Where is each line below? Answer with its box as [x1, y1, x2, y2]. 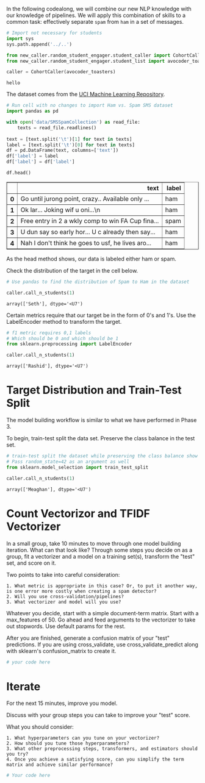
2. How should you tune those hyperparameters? [6, 740, 130, 746]
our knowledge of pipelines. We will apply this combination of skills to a [6, 12, 186, 19]
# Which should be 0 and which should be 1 [6, 335, 119, 341]
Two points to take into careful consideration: [6, 571, 120, 578]
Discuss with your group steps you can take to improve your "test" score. [6, 712, 190, 719]
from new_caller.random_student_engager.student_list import [6, 58, 165, 64]
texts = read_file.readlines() [17, 124, 97, 130]
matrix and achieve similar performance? [6, 762, 113, 768]
